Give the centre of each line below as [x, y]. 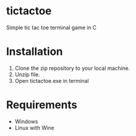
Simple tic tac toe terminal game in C [51, 27]
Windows [26, 121]
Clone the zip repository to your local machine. [72, 68]
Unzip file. [27, 74]
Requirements [42, 105]
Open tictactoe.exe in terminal [52, 81]
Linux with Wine [35, 128]
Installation [35, 52]
